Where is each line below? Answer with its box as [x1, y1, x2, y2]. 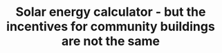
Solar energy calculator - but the [15, 4, 206, 20]
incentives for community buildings [6, 19, 216, 34]
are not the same [61, 34, 160, 49]
